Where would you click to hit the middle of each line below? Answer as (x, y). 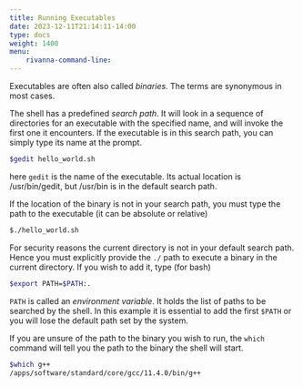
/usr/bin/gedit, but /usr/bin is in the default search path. (113, 186)
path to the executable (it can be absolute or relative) (109, 213)
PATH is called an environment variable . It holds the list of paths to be (138, 300)
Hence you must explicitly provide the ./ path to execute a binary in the (143, 257)
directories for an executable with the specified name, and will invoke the (146, 123)
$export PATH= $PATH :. (50, 283)
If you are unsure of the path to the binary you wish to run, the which (137, 338)
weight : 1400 (34, 43)
